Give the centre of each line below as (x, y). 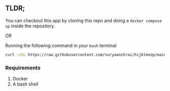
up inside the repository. (30, 26)
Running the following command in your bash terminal (61, 45)
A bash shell (26, 84)
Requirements (23, 68)
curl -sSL (16, 55)
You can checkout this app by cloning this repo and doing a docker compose (83, 20)
